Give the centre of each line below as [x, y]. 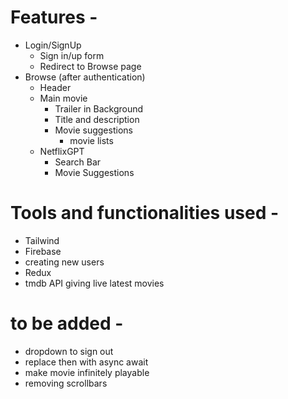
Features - [54, 17]
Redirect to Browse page [90, 66]
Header [55, 87]
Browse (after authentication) [85, 77]
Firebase [43, 251]
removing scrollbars [66, 383]
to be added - [67, 323]
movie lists [91, 140]
